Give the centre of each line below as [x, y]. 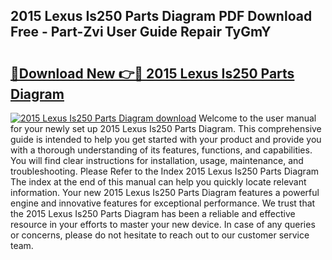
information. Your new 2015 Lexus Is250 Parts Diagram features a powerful [165, 192]
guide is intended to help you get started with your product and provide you [166, 139]
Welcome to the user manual [257, 118]
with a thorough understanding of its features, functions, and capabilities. [161, 150]
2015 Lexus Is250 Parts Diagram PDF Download [161, 16]
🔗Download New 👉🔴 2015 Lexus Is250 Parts [152, 73]
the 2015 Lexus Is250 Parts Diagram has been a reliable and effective [153, 213]
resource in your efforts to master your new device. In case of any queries [163, 224]
